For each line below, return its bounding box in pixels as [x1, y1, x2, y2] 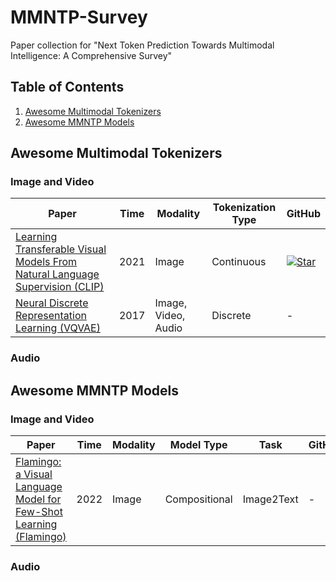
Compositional [164, 492, 233, 506]
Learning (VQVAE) [15, 321, 101, 335]
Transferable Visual [15, 242, 107, 256]
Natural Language [15, 267, 100, 281]
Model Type [169, 438, 228, 452]
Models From [15, 255, 78, 269]
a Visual [15, 467, 53, 481]
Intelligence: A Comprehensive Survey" [10, 49, 173, 61]
